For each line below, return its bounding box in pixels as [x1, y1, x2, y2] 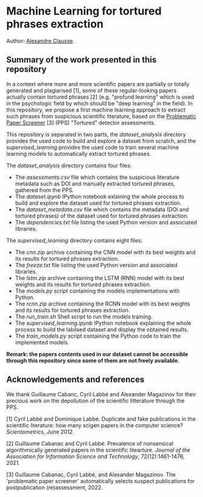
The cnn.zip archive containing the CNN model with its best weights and [15, 248, 196, 256]
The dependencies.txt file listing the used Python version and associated [15, 218, 197, 225]
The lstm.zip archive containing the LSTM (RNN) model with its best [15, 274, 185, 281]
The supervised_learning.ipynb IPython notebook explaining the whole [15, 319, 191, 327]
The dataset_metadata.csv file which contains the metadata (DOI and [15, 205, 189, 213]
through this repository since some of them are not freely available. [6, 356, 180, 364]
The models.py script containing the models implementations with [15, 287, 180, 295]
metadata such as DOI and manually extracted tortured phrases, [15, 180, 176, 187]
